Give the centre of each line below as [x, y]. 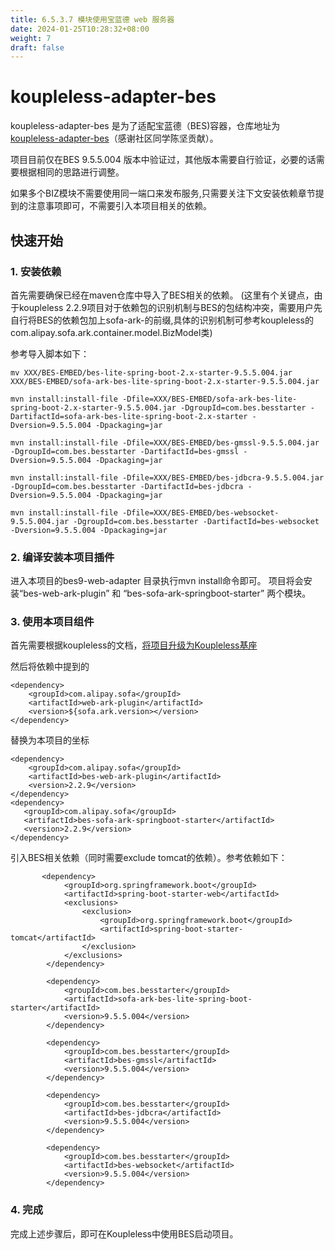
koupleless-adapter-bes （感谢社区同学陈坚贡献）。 [114, 138]
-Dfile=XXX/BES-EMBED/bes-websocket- [200, 512]
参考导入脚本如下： [50, 353]
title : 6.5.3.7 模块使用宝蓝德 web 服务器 [92, 19]
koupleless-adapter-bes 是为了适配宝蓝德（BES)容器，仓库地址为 [145, 126]
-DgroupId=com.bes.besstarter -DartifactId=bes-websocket [196, 521]
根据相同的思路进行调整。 [71, 172]
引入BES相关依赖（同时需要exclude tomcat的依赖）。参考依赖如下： [149, 858]
